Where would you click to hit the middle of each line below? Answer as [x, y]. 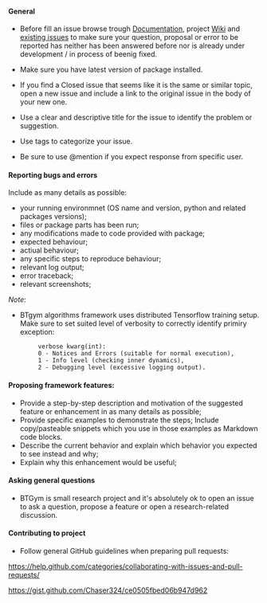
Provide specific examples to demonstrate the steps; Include [119, 420]
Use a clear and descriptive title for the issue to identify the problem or [136, 117]
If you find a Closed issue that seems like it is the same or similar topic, [136, 85]
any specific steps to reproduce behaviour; [90, 259]
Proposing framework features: [61, 385]
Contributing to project [47, 533]
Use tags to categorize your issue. [76, 141]
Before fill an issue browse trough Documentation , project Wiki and [130, 29]
